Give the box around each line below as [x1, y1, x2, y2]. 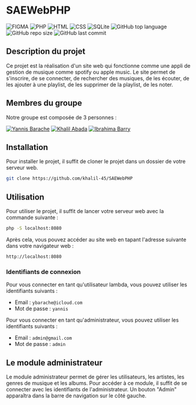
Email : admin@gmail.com [14, 334, 72, 341]
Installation [6, 142, 48, 152]
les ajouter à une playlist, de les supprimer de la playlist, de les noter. [6, 81, 174, 88]
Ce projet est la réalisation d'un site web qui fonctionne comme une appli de [6, 62, 191, 69]
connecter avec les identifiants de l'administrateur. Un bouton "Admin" [6, 386, 177, 393]
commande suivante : [6, 214, 59, 221]
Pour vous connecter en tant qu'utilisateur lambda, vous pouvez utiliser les [6, 281, 187, 288]
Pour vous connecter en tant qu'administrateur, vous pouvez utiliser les [6, 316, 179, 324]
